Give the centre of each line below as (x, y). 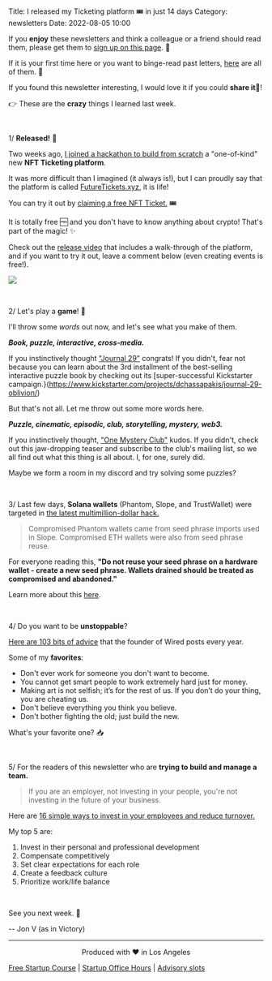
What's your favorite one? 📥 (56, 732)
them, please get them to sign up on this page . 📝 (89, 47)
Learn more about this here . (55, 594)
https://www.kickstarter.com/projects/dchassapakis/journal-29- (155, 384)
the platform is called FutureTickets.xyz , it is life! (89, 187)
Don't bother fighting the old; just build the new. (100, 716)
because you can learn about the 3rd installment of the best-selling (121, 367)
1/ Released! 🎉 (33, 138)
